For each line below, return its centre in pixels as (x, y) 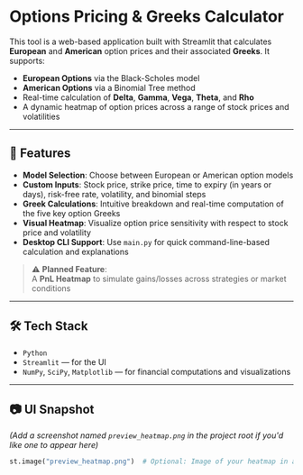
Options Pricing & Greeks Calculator (147, 17)
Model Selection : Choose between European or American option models (158, 175)
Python (35, 353)
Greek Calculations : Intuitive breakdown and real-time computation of (153, 204)
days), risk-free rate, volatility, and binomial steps (114, 194)
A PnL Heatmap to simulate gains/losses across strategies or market (159, 279)
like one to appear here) (54, 445)
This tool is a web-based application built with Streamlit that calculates (141, 41)
